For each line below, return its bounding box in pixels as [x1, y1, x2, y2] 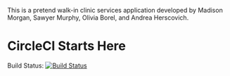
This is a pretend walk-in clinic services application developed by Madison [7, 6, 223, 14]
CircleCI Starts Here [7, 38, 127, 54]
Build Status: [7, 61, 44, 70]
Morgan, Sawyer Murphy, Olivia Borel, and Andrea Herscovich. [7, 13, 189, 22]
